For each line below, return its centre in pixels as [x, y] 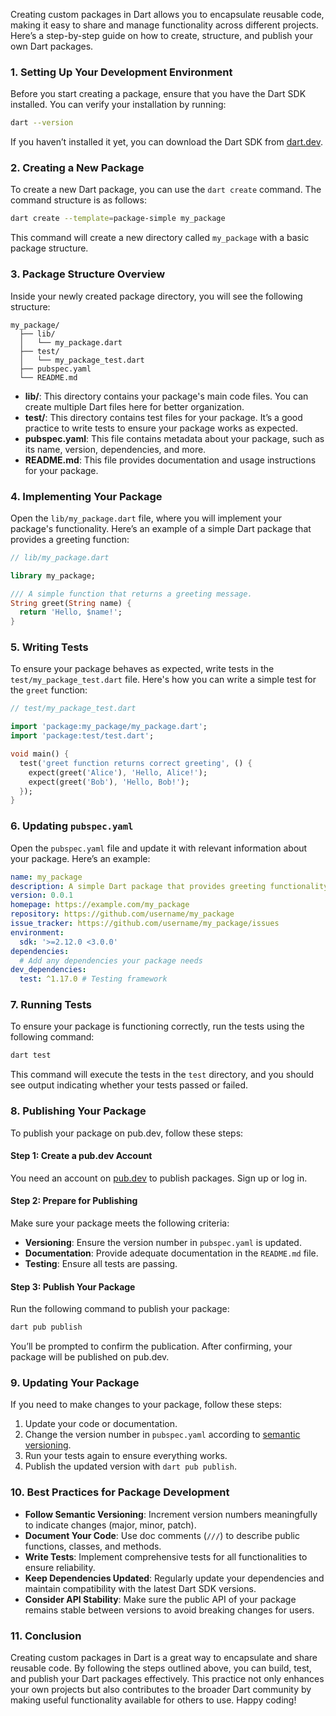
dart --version [42, 123]
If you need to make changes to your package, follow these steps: [146, 1405]
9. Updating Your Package [75, 1383]
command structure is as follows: [78, 200]
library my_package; [53, 575]
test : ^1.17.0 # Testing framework [93, 979]
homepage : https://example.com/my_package [100, 905]
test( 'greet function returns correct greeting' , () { [136, 763]
